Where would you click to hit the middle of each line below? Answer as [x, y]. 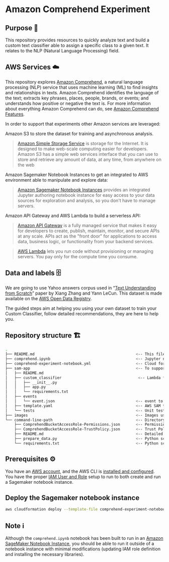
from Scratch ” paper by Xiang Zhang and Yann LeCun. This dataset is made [84, 293]
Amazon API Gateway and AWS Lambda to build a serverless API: [73, 215]
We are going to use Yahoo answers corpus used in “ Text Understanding [80, 288]
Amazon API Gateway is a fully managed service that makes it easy [87, 225]
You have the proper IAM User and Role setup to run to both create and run [83, 476]
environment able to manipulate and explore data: [57, 180]
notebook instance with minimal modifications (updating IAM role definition [83, 549]
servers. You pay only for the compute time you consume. [78, 256]
